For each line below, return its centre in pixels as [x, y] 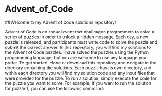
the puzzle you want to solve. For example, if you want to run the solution [78, 83]
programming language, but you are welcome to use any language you [76, 57]
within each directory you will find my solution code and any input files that [80, 73]
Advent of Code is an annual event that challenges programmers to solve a [80, 32]
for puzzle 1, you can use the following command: [55, 88]
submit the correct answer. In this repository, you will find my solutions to [78, 47]
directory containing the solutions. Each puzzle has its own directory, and [78, 68]
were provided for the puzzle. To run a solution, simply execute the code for [81, 78]
